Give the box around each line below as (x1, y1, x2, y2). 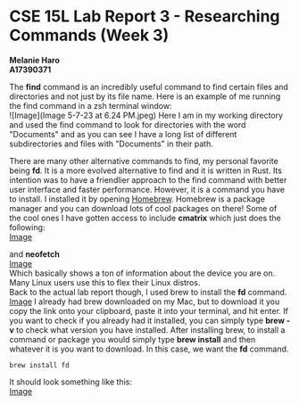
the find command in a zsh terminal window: (9, 100, 172, 111)
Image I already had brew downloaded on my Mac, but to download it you (9, 296, 280, 307)
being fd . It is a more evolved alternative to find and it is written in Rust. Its (9, 165, 283, 176)
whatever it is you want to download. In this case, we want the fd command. (9, 343, 289, 354)
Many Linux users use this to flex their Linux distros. (9, 277, 201, 287)
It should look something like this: (9, 376, 132, 387)
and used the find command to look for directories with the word (9, 119, 246, 130)
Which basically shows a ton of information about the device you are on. (9, 268, 275, 278)
